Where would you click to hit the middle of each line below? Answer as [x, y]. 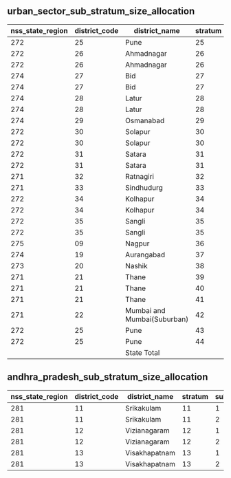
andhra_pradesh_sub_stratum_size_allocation [108, 377]
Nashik [136, 265]
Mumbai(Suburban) [157, 319]
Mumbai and [145, 310]
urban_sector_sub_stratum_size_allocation [101, 11]
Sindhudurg [144, 187]
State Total [142, 352]
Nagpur [137, 243]
